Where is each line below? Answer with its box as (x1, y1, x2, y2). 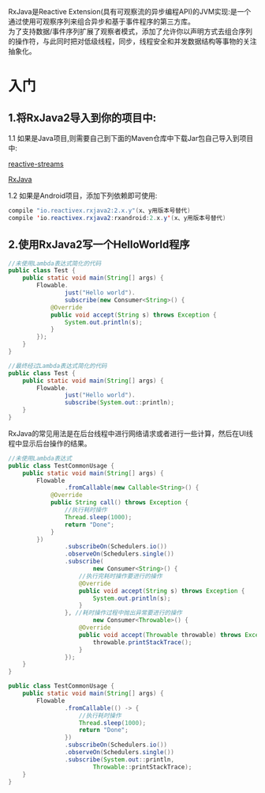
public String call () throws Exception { (50, 499, 189, 507)
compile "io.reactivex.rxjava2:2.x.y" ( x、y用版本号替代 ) (8, 207, 191, 214)
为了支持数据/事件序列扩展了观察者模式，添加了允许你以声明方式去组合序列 (8, 27, 253, 36)
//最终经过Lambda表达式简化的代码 (8, 362, 107, 370)
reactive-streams (8, 159, 65, 169)
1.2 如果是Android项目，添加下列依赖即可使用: (8, 191, 158, 200)
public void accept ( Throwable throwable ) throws (78, 631, 242, 639)
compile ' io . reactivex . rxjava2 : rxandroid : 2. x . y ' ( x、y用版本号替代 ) (8, 214, 226, 222)
